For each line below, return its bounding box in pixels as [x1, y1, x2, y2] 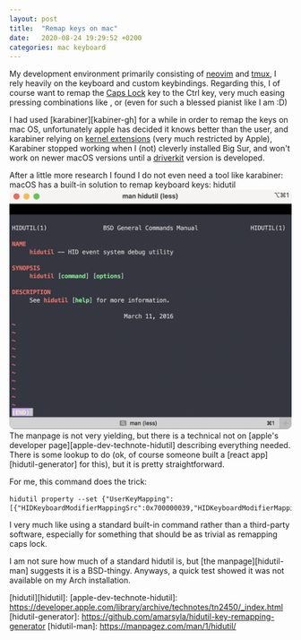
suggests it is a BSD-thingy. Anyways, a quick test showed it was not [30, 565, 285, 575]
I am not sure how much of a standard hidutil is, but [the [9, 556, 216, 566]
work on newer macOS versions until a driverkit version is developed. [9, 152, 265, 163]
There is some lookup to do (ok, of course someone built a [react [9, 449, 249, 460]
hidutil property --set [9, 494, 99, 504]
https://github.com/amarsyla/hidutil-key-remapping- [81, 610, 275, 622]
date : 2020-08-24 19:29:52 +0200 [9, 33, 142, 42]
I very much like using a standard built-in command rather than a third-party [9, 519, 290, 530]
